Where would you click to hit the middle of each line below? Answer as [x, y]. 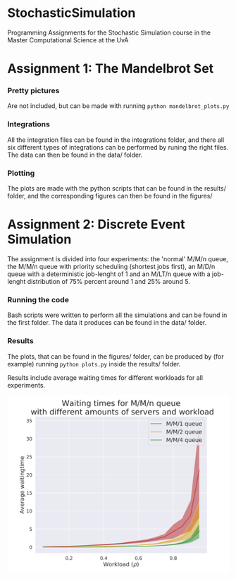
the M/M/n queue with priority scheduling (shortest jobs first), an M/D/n [111, 266]
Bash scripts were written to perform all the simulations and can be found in [117, 315]
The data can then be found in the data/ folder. [75, 155]
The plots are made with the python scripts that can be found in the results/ [117, 189]
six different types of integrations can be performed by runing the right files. [118, 147]
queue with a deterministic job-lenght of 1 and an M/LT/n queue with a [109, 274]
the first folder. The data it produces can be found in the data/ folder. [107, 323]
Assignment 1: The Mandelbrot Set [111, 69]
